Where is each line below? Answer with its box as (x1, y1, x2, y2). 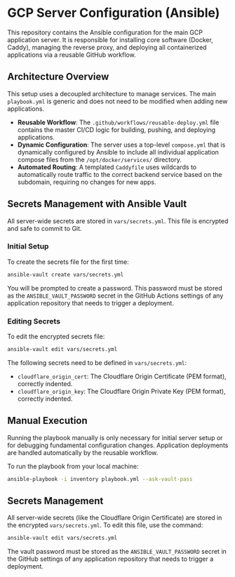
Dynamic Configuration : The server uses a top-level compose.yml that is (17, 140, 226, 149)
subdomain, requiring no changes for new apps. (17, 178, 156, 186)
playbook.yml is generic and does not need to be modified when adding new (7, 97, 228, 105)
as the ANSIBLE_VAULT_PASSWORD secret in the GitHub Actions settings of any (7, 291, 224, 300)
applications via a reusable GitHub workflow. (7, 51, 136, 59)
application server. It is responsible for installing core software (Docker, (7, 35, 214, 44)
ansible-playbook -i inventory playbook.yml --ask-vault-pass (7, 475, 193, 482)
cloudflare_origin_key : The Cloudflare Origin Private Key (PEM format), (17, 387, 226, 395)
